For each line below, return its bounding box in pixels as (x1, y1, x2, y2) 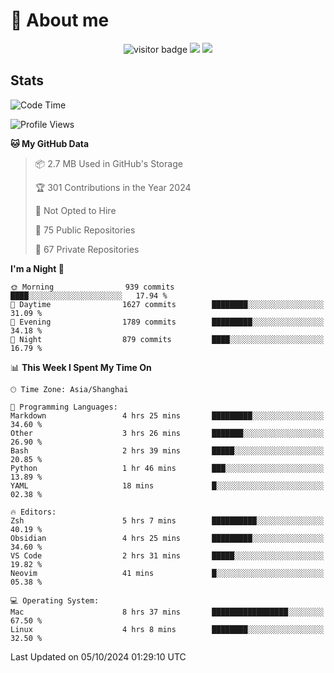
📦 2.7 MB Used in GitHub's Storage (34, 157, 183, 169)
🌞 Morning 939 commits (10, 282, 175, 292)
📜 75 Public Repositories (34, 224, 136, 236)
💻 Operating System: (10, 595, 100, 606)
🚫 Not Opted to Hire (34, 204, 117, 216)
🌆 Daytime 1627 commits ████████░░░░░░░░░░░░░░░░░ (10, 299, 325, 309)
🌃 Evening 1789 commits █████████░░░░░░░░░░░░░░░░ (10, 317, 325, 327)
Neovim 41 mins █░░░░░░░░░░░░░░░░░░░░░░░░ (10, 568, 325, 578)
